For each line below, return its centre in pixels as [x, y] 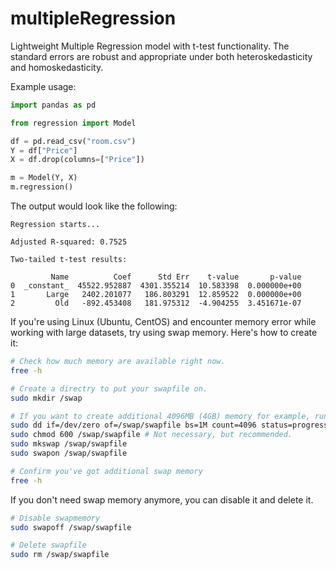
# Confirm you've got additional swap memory [106, 471]
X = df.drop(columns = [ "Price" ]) [77, 160]
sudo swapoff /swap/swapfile [71, 527]
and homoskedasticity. [57, 67]
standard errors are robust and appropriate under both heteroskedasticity [161, 56]
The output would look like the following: [94, 206]
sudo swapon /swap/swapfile [69, 453]
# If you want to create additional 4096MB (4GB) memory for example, [160, 416]
